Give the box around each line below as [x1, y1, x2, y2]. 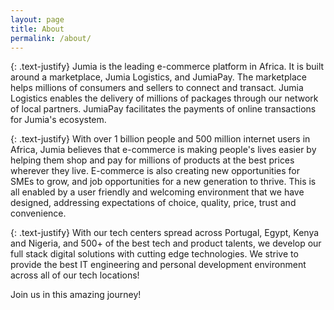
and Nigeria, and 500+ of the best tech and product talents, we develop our [10, 237, 322, 250]
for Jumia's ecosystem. [10, 114, 107, 126]
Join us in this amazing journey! [10, 289, 142, 301]
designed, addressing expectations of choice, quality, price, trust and [10, 197, 297, 209]
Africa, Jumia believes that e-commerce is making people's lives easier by [10, 144, 317, 156]
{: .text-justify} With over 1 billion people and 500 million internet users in [10, 133, 311, 145]
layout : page [10, 14, 65, 25]
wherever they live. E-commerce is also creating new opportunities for [10, 165, 300, 177]
